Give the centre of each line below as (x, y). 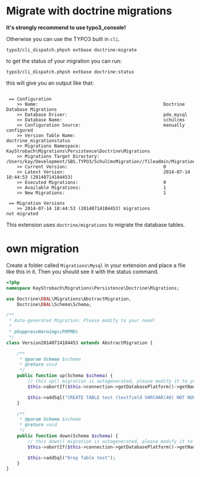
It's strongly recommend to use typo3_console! (66, 27)
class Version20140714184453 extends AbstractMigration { (79, 343)
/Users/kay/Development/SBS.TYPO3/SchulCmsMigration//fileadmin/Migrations (102, 161)
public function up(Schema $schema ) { (65, 376)
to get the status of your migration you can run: (64, 61)
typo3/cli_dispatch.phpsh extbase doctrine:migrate (71, 50)
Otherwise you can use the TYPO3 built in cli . (63, 39)
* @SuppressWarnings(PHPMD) (43, 332)
